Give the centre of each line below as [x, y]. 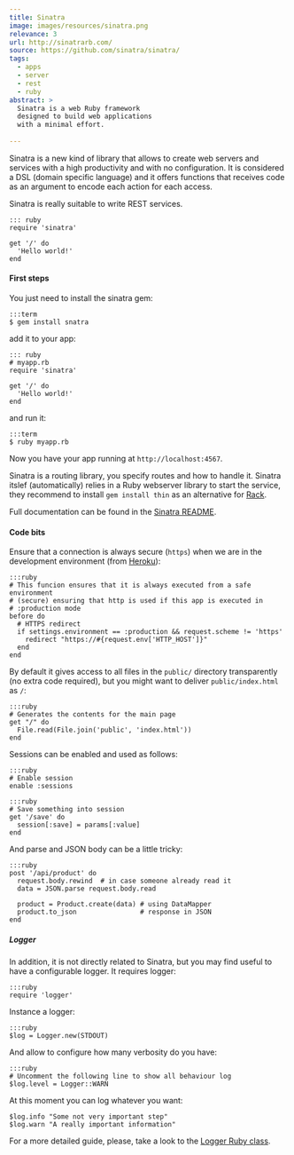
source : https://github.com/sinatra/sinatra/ [94, 51]
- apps [29, 67]
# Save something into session [67, 810]
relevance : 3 [33, 34]
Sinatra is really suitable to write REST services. [96, 203]
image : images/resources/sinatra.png [79, 26]
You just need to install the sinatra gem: [81, 298]
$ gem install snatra [49, 322]
